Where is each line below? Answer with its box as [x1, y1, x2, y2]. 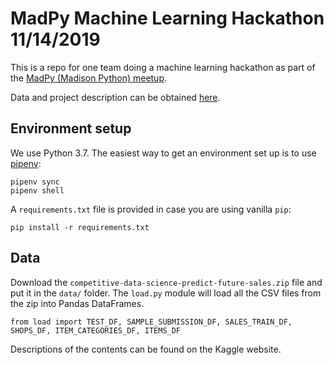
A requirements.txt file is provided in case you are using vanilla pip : [10, 203, 292, 215]
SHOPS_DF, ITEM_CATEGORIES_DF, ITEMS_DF [10, 325, 182, 336]
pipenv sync [10, 177, 60, 187]
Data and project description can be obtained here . [10, 91, 221, 103]
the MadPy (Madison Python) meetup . [10, 72, 168, 84]
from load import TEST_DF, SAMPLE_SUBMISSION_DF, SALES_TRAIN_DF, [10, 317, 293, 327]
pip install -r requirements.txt [10, 222, 150, 232]
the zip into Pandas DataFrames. [10, 297, 145, 309]
